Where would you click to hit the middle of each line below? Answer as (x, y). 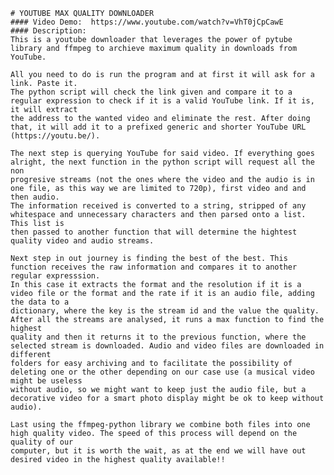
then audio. (35, 197)
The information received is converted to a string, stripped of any (158, 206)
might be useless (46, 381)
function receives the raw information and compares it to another (154, 267)
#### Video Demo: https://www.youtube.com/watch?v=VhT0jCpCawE (147, 22)
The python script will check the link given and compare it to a (151, 92)
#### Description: (48, 31)
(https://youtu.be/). (55, 136)
